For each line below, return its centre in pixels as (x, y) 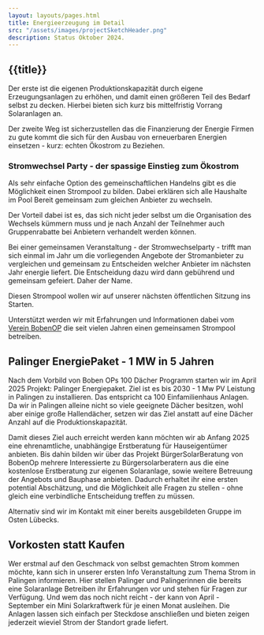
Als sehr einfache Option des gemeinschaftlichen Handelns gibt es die (122, 183)
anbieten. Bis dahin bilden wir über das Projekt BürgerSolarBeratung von (126, 454)
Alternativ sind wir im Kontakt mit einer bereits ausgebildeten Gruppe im (125, 512)
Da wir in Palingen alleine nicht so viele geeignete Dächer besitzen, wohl (126, 405)
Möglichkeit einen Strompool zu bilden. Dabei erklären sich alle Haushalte (128, 192)
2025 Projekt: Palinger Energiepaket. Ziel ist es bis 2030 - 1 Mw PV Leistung (132, 389)
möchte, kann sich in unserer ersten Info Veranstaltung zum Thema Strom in (132, 572)
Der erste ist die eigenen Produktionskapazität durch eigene (106, 88)
